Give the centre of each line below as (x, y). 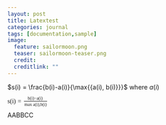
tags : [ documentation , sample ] (52, 34)
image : (17, 40)
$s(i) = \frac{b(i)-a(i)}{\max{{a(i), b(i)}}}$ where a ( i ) (83, 87)
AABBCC (21, 115)
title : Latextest (33, 21)
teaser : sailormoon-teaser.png (60, 54)
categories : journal (38, 27)
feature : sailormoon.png (51, 47)
